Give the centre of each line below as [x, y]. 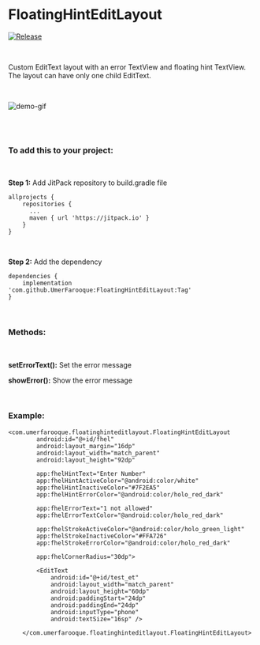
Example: [26, 416]
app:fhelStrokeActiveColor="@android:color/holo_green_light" [141, 529]
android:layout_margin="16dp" [86, 446]
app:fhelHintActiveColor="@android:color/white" [118, 481]
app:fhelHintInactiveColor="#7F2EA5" [98, 488]
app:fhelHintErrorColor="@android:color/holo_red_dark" [130, 494]
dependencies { [33, 277]
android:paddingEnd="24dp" [95, 605]
